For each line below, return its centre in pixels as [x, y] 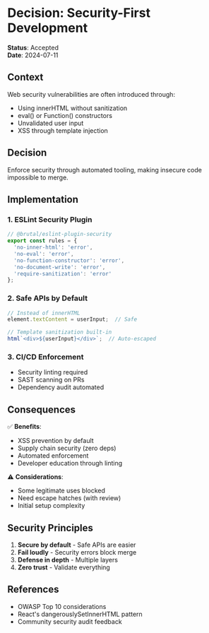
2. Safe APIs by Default [48, 298]
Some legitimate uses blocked [61, 491]
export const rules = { [42, 241]
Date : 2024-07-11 [33, 55]
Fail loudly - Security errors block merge [77, 552]
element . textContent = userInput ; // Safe [72, 319]
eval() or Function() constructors [65, 115]
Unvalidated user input [50, 123]
